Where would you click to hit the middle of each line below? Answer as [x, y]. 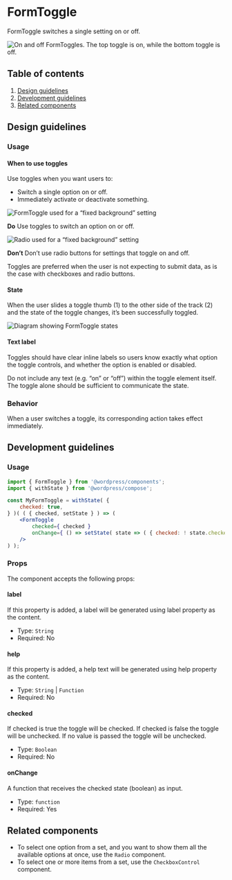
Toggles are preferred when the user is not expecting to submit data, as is [112, 267]
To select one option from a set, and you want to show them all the [112, 847]
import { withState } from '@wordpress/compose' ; [80, 488]
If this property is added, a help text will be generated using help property [112, 669]
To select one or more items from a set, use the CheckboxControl [108, 862]
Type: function [38, 802]
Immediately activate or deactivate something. [83, 200]
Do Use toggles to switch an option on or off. [71, 227]
